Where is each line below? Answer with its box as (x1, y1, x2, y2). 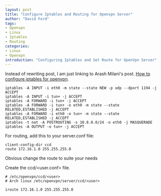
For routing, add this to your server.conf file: (5, 133, 94, 139)
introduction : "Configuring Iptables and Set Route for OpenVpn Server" (5, 57, 157, 62)
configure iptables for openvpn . (5, 76, 69, 82)
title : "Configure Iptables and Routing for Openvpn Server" (5, 12, 133, 17)
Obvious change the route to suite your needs (5, 155, 98, 161)
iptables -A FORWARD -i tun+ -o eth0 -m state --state (5, 103, 120, 108)
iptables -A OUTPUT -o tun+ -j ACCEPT (5, 124, 84, 129)
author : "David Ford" (5, 16, 50, 21)
